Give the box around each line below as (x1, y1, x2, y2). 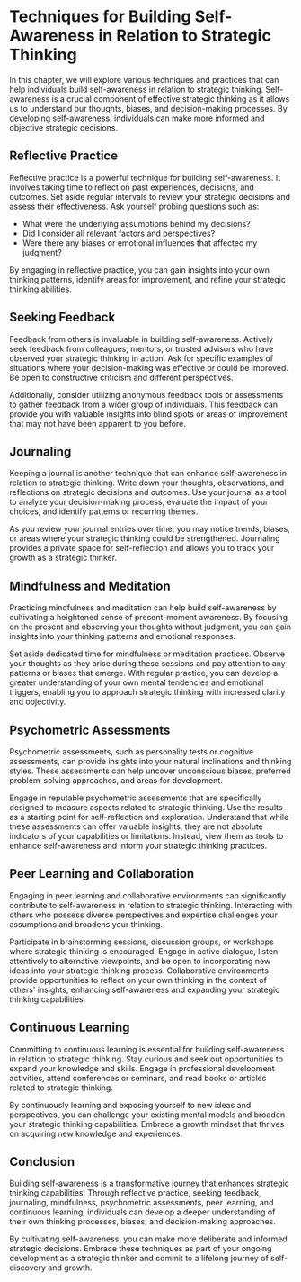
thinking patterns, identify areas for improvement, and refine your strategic (9, 274, 286, 284)
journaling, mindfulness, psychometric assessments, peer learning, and (9, 1197, 274, 1208)
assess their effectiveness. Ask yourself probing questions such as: (9, 201, 260, 212)
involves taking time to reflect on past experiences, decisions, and (9, 182, 254, 193)
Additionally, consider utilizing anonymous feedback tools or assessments (9, 389, 284, 400)
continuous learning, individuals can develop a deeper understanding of (9, 1206, 276, 1217)
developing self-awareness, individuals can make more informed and (9, 113, 265, 123)
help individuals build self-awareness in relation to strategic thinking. (9, 84, 263, 95)
